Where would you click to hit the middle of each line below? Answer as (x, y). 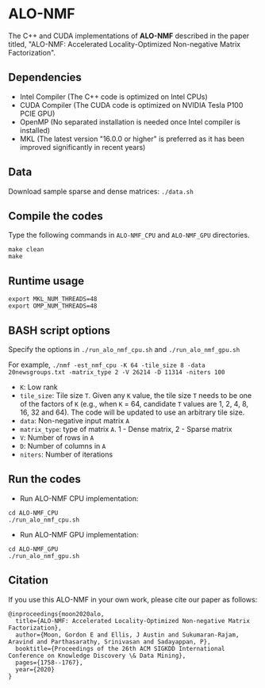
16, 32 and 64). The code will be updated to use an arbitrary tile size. (132, 412)
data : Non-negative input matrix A (74, 420)
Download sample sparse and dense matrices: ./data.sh (101, 191)
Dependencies (45, 77)
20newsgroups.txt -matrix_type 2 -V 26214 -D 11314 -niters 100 (117, 373)
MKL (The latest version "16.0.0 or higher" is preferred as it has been (132, 139)
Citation (29, 581)
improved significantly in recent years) (83, 147)
